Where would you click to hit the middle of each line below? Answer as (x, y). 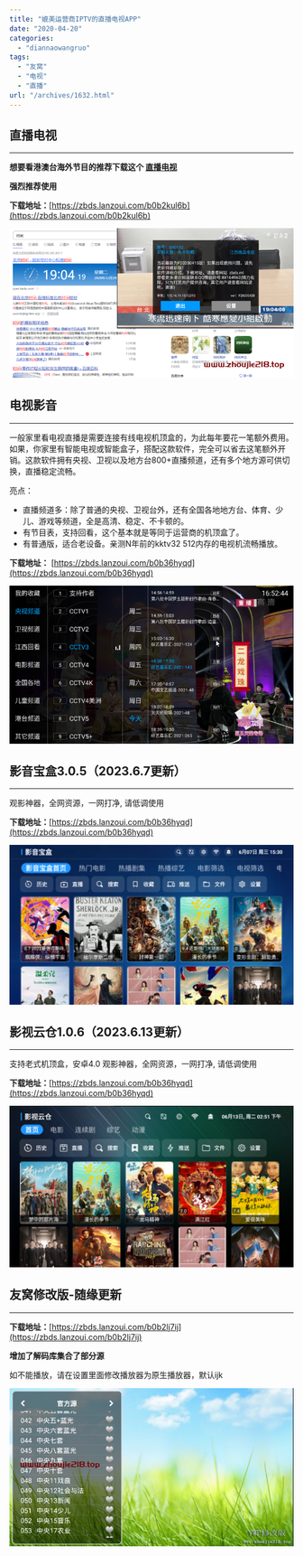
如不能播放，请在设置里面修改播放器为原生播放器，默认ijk (116, 1374)
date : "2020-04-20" (46, 28)
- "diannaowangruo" (54, 48)
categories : (32, 38)
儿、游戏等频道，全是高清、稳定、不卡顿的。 (106, 520)
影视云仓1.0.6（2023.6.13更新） (99, 1032)
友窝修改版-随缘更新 (65, 1295)
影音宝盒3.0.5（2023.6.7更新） (98, 771)
